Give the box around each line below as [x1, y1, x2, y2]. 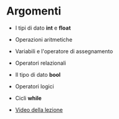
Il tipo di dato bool [15, 71, 61, 78]
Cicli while [15, 94, 42, 101]
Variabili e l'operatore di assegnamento [15, 47, 114, 55]
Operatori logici [15, 83, 55, 90]
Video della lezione [15, 106, 63, 113]
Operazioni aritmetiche [15, 36, 73, 43]
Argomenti [6, 4, 61, 18]
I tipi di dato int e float [15, 24, 71, 31]
